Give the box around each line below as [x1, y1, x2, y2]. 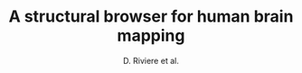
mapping [117, 25, 185, 46]
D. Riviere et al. [122, 55, 180, 66]
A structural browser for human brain [8, 6, 294, 27]
